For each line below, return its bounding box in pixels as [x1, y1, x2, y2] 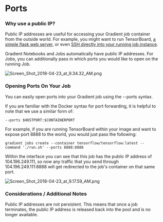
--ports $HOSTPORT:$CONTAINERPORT [5, 117, 75, 123]
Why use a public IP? [5, 20, 55, 27]
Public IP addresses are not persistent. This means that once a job [5, 202, 138, 207]
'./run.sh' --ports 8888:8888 [22, 145, 84, 150]
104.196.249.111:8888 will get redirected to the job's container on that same [5, 163, 155, 170]
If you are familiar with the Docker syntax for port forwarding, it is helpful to [5, 103, 156, 109]
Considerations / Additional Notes [5, 190, 87, 197]
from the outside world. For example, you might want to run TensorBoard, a [5, 36, 156, 42]
